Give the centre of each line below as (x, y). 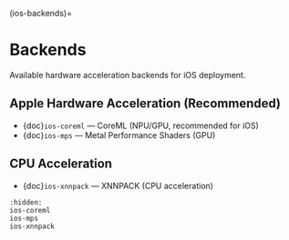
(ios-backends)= (41, 13)
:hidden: (26, 202)
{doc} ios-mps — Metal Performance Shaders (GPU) (119, 135)
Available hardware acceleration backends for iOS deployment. (128, 75)
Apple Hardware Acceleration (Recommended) (145, 104)
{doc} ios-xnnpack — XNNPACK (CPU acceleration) (118, 185)
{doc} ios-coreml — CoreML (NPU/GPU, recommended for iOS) (141, 125)
